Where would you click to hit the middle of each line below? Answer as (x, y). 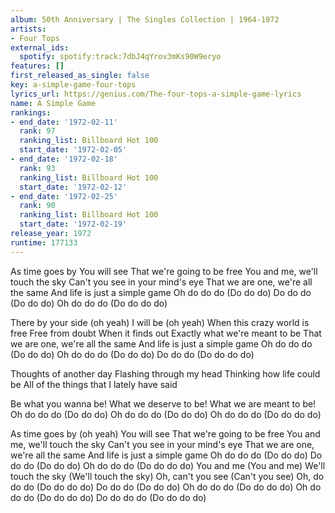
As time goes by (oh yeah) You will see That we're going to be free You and (165, 433)
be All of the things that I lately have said (94, 384)
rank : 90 (37, 206)
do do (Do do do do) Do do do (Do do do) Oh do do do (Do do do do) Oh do (166, 487)
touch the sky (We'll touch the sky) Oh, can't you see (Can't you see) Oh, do (167, 476)
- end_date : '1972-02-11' (64, 122)
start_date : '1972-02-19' (73, 224)
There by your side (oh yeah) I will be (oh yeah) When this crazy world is (160, 322)
